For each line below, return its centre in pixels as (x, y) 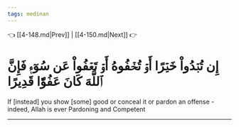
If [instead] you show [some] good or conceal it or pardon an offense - (111, 101)
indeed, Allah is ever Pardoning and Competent (76, 109)
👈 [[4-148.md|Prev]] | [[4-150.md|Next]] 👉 (72, 34)
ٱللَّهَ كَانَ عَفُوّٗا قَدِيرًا (55, 81)
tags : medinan (28, 14)
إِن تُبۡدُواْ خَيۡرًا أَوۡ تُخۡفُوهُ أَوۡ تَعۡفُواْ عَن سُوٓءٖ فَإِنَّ (113, 66)
